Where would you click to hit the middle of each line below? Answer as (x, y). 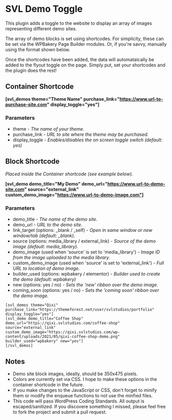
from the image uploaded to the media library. (61, 258)
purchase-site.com (26, 104)
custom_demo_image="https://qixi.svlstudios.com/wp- (63, 332)
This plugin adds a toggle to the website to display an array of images (79, 23)
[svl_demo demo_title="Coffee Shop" (44, 319)
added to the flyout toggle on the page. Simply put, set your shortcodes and (85, 65)
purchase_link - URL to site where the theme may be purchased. (81, 135)
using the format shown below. (38, 49)
